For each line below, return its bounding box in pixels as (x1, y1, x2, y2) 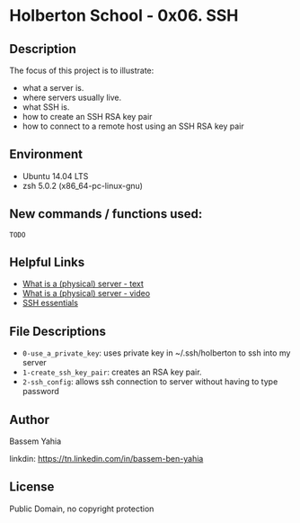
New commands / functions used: (9, 206, 203, 221)
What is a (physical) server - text (22, 278, 144, 289)
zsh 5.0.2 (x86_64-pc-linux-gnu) (22, 180, 144, 191)
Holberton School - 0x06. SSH (9, 5, 239, 26)
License (9, 479, 55, 495)
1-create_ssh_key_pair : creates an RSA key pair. (22, 366, 202, 378)
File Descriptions (9, 323, 106, 338)
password (22, 386, 60, 397)
